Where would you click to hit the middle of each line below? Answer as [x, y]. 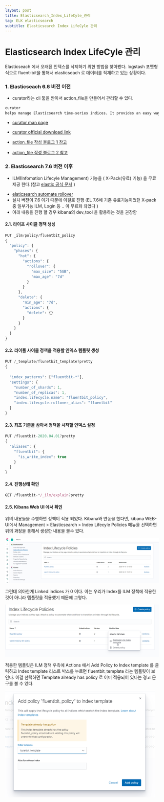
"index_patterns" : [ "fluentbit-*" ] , [47, 377]
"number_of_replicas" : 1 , [40, 392]
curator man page [30, 123]
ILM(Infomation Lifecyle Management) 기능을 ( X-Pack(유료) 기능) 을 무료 [84, 178]
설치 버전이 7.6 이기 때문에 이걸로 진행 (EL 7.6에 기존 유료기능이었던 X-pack [84, 200]
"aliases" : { [23, 446]
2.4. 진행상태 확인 [22, 484]
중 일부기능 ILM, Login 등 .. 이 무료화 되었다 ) [55, 206]
